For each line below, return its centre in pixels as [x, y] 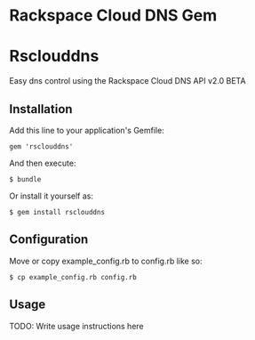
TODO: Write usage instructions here [76, 326]
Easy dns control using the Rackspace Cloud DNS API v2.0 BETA [127, 81]
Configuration [49, 240]
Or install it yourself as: [51, 196]
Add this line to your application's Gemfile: [87, 130]
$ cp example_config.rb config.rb [73, 277]
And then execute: [43, 163]
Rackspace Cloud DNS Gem [113, 16]
